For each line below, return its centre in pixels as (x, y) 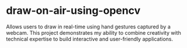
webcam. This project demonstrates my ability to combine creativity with (93, 32)
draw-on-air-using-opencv (73, 11)
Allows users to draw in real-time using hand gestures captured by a (89, 27)
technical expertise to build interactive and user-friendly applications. (90, 39)
